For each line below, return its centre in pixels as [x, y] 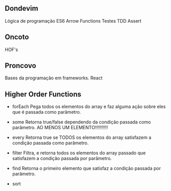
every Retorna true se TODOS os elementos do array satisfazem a [82, 137]
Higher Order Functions [43, 94]
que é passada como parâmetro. [47, 112]
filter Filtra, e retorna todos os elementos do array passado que [79, 153]
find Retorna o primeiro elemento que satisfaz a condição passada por [87, 168]
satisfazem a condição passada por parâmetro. [62, 159]
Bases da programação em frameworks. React [54, 78]
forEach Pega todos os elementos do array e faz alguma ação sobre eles [89, 107]
